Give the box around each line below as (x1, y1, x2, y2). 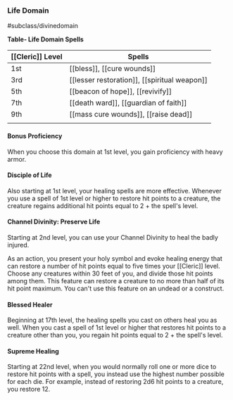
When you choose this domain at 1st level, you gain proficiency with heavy (7, 147, 223, 156)
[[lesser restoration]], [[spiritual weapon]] (69, 75, 208, 85)
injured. (7, 240, 30, 249)
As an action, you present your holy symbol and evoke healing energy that (7, 254, 223, 262)
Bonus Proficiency (7, 131, 63, 140)
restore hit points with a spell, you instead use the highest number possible (7, 370, 225, 378)
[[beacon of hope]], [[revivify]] (69, 86, 172, 96)
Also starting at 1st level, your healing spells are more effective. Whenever (7, 186, 222, 195)
